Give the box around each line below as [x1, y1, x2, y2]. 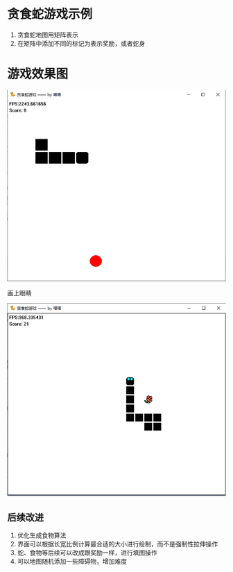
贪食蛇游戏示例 [7, 6, 93, 22]
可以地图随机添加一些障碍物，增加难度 [17, 557, 127, 565]
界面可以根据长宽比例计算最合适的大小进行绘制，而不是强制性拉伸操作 [17, 539, 218, 548]
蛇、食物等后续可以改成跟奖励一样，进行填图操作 [17, 548, 157, 557]
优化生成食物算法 [17, 531, 67, 539]
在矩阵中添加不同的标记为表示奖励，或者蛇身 [17, 39, 146, 47]
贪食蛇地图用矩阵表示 [17, 31, 78, 39]
